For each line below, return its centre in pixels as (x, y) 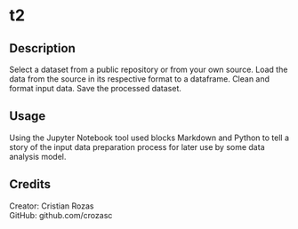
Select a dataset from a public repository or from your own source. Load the (149, 69)
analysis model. (38, 156)
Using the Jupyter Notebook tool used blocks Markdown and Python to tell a (149, 138)
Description (42, 48)
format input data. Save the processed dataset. (96, 88)
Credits (30, 184)
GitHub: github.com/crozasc (61, 215)
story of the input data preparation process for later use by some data (137, 146)
